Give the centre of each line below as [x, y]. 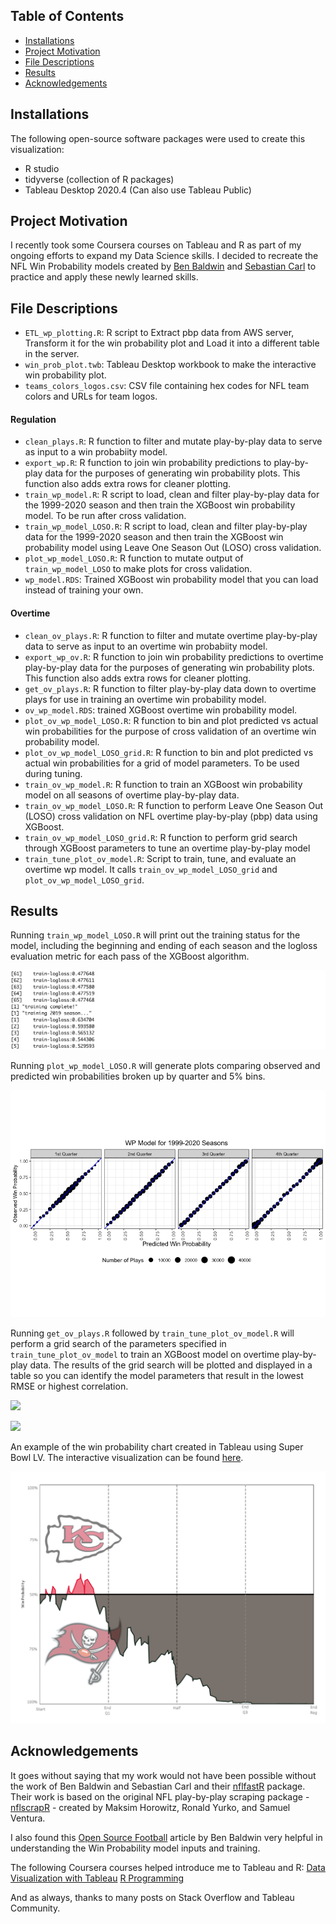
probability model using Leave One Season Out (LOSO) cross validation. [173, 548]
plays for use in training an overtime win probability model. [145, 699]
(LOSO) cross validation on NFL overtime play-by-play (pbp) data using [171, 816]
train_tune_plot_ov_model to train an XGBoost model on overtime [145, 1354]
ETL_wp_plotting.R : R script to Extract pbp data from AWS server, [159, 333]
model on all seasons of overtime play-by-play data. [132, 795]
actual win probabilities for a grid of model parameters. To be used [162, 763]
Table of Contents [67, 16]
